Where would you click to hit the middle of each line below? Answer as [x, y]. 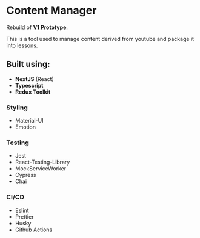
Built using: [28, 64]
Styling [17, 108]
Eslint [22, 210]
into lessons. [22, 45]
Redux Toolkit [33, 92]
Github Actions [34, 230]
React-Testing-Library [42, 162]
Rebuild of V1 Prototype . [37, 27]
